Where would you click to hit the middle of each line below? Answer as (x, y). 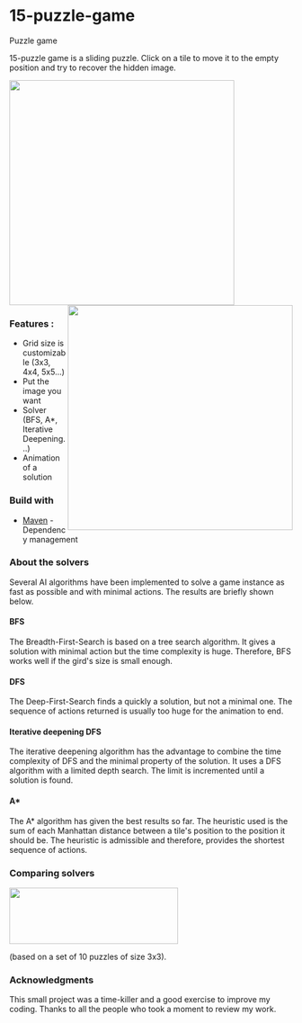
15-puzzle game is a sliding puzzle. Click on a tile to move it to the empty (144, 58)
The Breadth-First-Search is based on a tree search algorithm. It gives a (142, 642)
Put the (36, 381)
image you (42, 391)
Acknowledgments (52, 980)
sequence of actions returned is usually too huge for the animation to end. (147, 711)
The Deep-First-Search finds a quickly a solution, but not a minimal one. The (151, 702)
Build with (31, 500)
